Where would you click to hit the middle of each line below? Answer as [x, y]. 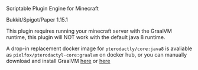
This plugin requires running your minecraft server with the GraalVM [89, 31]
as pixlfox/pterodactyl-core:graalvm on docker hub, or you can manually [97, 55]
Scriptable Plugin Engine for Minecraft [53, 8]
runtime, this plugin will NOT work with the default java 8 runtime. [86, 37]
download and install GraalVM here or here [58, 61]
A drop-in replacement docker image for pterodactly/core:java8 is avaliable [99, 48]
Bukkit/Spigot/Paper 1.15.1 [37, 20]
